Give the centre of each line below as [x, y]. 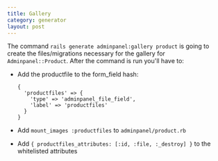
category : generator [37, 20]
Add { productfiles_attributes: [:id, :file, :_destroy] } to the [114, 144]
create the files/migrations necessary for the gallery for [86, 53]
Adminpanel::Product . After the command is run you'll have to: [95, 61]
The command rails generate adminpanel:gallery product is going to [108, 46]
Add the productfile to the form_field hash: [78, 74]
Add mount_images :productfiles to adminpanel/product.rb [101, 130]
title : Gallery [29, 14]
